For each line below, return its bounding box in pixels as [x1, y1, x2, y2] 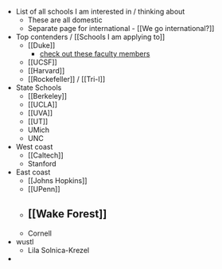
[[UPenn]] [27, 185, 61, 193]
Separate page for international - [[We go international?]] [27, 24, 215, 33]
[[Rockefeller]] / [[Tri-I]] [27, 75, 106, 84]
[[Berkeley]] [27, 92, 68, 100]
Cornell [27, 228, 52, 238]
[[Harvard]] [27, 66, 65, 75]
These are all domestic [27, 15, 103, 25]
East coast [15, 167, 51, 177]
